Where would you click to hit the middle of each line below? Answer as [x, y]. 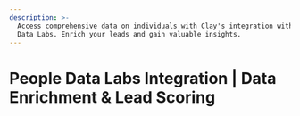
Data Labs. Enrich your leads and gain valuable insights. [129, 34]
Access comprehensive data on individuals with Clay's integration [146, 26]
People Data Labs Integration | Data [143, 78]
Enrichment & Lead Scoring [112, 97]
